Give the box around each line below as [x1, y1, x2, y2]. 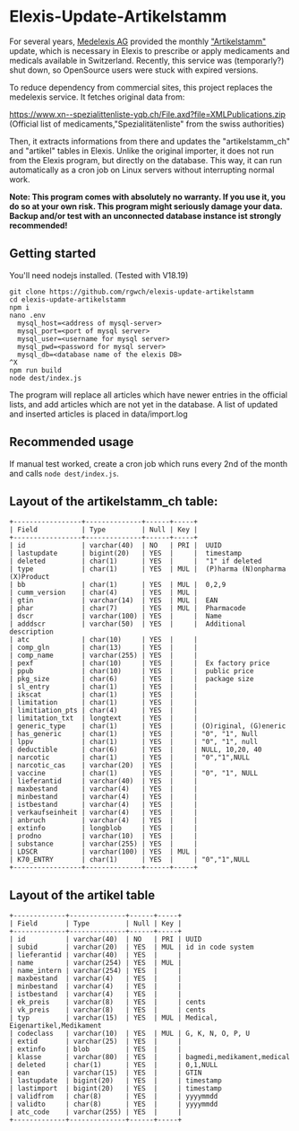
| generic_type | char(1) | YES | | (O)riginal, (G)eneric [9, 722, 286, 731]
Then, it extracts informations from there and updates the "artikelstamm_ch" [9, 136, 291, 146]
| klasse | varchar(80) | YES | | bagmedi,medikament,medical [9, 1053, 291, 1062]
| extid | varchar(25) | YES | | [9, 1037, 182, 1047]
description [9, 627, 54, 636]
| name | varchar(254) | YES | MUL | [9, 959, 182, 968]
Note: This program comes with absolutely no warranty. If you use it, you [9, 191, 286, 202]
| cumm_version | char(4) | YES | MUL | [9, 588, 199, 598]
